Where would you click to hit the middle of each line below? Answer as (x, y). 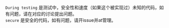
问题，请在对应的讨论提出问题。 (43, 14)
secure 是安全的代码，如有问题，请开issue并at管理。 (61, 20)
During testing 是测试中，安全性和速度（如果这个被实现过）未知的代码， (82, 7)
